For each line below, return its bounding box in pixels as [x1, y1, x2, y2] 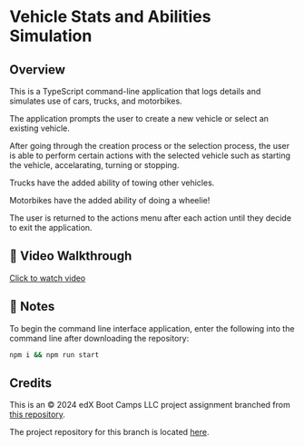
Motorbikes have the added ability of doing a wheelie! [9, 195, 211, 205]
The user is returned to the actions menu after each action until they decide [9, 213, 292, 223]
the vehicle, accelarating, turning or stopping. [9, 160, 180, 170]
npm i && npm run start [9, 350, 100, 360]
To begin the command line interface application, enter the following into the [9, 322, 295, 333]
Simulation [9, 25, 93, 46]
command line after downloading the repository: [9, 332, 190, 343]
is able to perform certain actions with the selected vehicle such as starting [9, 150, 291, 161]
